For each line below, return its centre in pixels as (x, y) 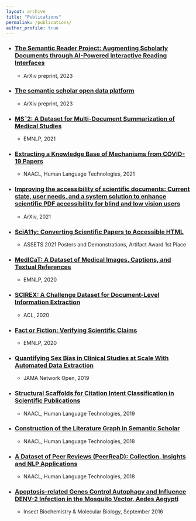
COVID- (174, 154)
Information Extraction (47, 302)
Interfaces (30, 63)
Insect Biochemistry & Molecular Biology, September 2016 (93, 512)
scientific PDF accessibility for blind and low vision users (97, 204)
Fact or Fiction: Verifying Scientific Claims (76, 330)
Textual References (43, 267)
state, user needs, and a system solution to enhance (90, 197)
